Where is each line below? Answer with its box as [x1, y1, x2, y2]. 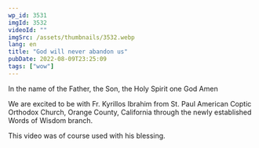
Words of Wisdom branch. [8, 115, 93, 125]
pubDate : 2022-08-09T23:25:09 [8, 56, 108, 63]
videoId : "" [8, 26, 47, 34]
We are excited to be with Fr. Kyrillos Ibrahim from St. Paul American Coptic [8, 99, 252, 108]
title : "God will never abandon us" [8, 48, 128, 56]
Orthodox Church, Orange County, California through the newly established [8, 107, 252, 117]
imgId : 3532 [8, 19, 47, 27]
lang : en [8, 41, 37, 49]
